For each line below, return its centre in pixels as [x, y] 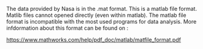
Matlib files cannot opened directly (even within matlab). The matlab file [96, 15]
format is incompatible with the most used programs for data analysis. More [101, 21]
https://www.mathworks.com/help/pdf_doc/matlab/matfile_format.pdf [94, 40]
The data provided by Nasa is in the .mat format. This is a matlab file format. [101, 9]
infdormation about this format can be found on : [67, 28]
